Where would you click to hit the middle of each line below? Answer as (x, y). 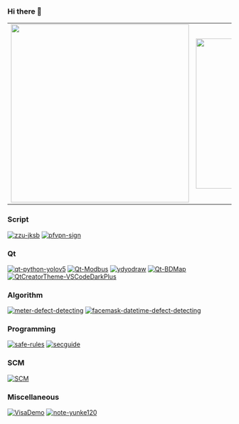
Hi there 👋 (25, 11)
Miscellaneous (33, 397)
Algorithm (25, 295)
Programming (31, 329)
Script (18, 219)
